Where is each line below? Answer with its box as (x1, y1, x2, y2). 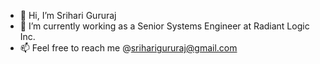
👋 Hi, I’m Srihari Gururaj (19, 10, 117, 21)
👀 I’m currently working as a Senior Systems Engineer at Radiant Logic (19, 20, 310, 32)
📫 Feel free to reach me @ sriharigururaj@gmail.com (19, 42, 238, 54)
